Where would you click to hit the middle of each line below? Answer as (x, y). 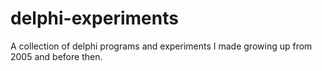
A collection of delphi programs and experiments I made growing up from (161, 46)
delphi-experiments (94, 18)
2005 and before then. (56, 56)
